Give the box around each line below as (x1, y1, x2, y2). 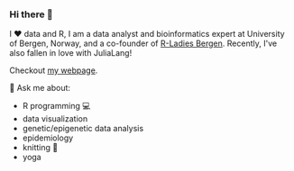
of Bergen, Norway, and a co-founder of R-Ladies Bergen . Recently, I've (9, 38, 278, 49)
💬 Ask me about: (9, 83, 70, 94)
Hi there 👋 (9, 8, 54, 21)
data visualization (22, 113, 88, 124)
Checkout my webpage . (9, 65, 98, 76)
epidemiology (22, 132, 74, 143)
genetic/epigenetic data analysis (22, 123, 144, 134)
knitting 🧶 (22, 142, 59, 153)
